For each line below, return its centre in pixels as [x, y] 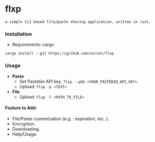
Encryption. [24, 124]
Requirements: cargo [33, 45]
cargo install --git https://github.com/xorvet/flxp [60, 54]
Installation [19, 34]
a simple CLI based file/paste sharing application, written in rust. [78, 22]
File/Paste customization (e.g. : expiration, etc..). [60, 118]
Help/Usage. [25, 134]
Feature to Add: [21, 108]
